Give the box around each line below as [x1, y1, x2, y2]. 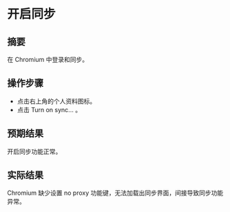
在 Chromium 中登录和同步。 [7, 56, 89, 63]
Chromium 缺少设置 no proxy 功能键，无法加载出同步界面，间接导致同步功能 [7, 189, 224, 197]
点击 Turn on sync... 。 [17, 105, 81, 114]
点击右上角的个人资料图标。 [17, 97, 96, 105]
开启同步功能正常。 [7, 147, 62, 156]
